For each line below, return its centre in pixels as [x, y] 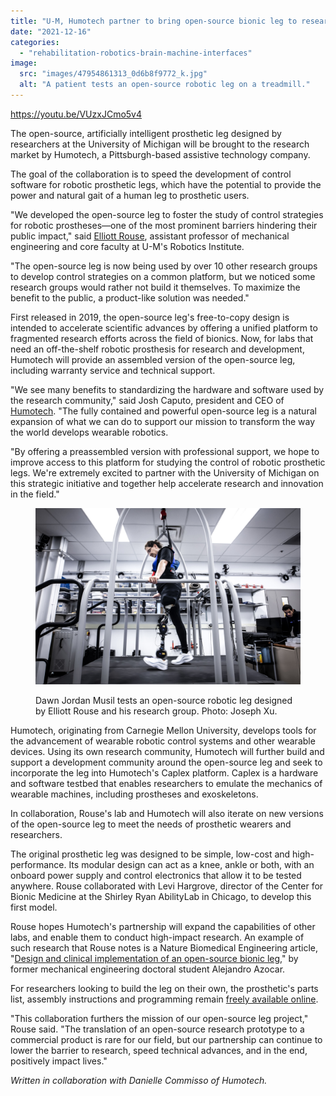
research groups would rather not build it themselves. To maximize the [155, 287]
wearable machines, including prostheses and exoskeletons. [134, 794]
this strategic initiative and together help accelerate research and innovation [167, 483]
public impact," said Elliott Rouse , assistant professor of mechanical [150, 236]
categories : [35, 42]
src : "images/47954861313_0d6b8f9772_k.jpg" [113, 74]
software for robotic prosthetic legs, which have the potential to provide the [166, 184]
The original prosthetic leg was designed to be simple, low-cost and [150, 854]
